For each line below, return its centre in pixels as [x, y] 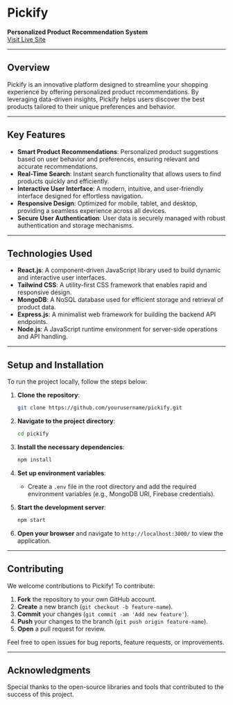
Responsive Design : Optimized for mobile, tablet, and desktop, [107, 203]
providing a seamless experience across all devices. [92, 210]
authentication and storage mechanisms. [75, 225]
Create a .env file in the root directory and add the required [112, 486]
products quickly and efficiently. [63, 181]
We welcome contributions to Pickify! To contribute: [81, 586]
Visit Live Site [27, 39]
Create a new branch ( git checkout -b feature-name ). [95, 606]
